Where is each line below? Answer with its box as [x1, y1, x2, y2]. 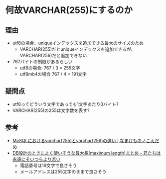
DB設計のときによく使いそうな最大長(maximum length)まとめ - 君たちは [12, 150, 161, 156]
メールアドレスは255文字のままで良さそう [19, 169, 107, 175]
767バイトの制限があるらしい [12, 59, 73, 65]
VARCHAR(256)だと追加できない [19, 53, 87, 58]
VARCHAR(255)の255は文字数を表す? [12, 107, 90, 113]
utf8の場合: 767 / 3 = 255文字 [19, 65, 81, 71]
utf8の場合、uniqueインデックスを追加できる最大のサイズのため [12, 40, 144, 46]
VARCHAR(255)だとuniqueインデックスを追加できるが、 [19, 46, 136, 52]
